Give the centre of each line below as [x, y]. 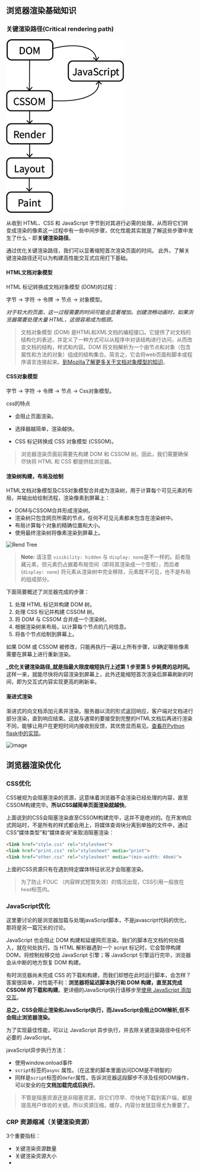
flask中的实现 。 [25, 733]
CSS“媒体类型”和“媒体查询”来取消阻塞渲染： [60, 832]
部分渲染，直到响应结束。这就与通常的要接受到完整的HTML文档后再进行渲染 [99, 718]
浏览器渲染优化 [34, 765]
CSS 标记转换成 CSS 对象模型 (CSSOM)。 [66, 441]
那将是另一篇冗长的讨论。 [37, 928]
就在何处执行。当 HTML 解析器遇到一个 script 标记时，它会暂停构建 [99, 948]
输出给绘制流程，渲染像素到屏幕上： [66, 498]
